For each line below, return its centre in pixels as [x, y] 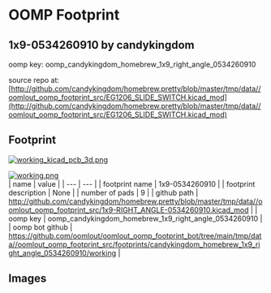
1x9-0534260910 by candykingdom [101, 45]
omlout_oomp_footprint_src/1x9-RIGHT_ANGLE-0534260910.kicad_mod [129, 209]
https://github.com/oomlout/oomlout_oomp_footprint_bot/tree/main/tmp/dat [135, 235]
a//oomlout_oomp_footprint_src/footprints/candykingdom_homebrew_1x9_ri [134, 244]
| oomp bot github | [41, 227]
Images [28, 279]
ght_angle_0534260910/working [62, 252]
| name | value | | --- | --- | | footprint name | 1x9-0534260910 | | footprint [132, 183]
